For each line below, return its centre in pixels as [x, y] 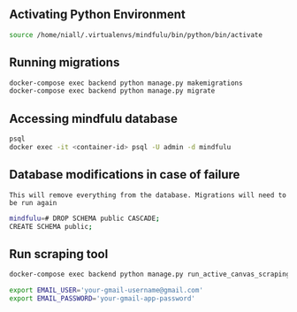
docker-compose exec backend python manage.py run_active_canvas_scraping [150, 274]
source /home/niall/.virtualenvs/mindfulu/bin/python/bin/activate [136, 34]
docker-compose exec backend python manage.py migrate [112, 91]
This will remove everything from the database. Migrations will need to [148, 195]
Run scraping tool [59, 254]
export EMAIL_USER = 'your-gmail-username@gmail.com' [106, 291]
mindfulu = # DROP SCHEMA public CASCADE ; [85, 218]
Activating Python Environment [97, 15]
